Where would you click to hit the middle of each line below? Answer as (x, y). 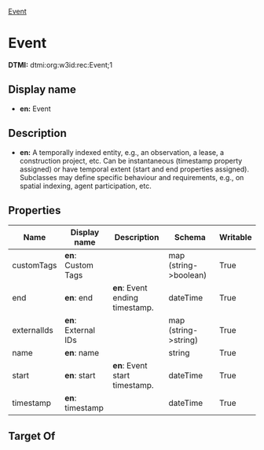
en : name (82, 353)
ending (126, 298)
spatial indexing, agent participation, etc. (85, 186)
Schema (190, 238)
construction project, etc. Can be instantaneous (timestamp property (131, 160)
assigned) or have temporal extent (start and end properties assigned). (134, 169)
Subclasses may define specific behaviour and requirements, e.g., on (132, 177)
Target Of (32, 436)
